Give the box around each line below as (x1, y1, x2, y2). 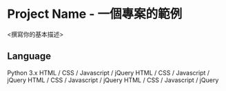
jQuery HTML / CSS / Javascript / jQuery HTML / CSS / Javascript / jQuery (7, 76, 219, 84)
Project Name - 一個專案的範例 (7, 6, 183, 22)
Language (7, 51, 52, 62)
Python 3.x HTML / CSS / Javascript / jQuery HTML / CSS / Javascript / (7, 68, 210, 77)
